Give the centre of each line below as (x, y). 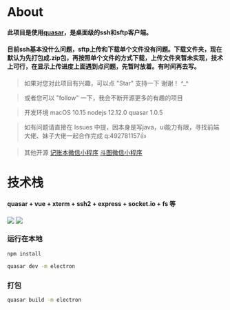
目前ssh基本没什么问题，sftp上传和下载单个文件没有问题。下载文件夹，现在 (115, 50)
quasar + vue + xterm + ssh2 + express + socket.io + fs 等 (91, 203)
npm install (24, 254)
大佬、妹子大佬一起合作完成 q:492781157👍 (85, 136)
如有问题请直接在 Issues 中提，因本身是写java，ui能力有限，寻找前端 (122, 127)
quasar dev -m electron (41, 266)
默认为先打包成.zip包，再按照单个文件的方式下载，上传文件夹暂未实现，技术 (115, 58)
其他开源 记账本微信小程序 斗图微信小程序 (83, 152)
